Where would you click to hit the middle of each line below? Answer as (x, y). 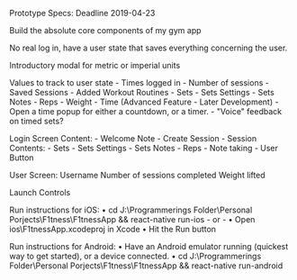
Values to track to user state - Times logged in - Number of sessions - (139, 83)
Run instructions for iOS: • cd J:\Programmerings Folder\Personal (131, 210)
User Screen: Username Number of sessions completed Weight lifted (137, 175)
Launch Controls (40, 192)
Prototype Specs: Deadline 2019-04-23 (82, 13)
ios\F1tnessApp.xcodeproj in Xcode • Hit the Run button (113, 229)
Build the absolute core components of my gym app (105, 30)
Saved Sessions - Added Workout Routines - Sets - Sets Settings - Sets (142, 92)
